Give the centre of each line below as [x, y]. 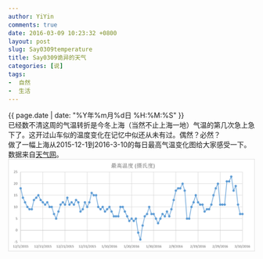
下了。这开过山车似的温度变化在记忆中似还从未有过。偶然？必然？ [114, 135]
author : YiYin [31, 16]
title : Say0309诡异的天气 [47, 58]
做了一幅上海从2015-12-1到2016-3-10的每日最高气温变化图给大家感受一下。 [130, 144]
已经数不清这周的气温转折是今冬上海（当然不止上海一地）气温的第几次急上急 [131, 124]
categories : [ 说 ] [36, 67]
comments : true [33, 25]
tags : [17, 74]
